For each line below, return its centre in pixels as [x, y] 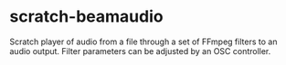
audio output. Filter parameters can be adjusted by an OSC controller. [140, 51]
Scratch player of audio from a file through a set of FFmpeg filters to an [143, 42]
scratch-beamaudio [86, 17]
